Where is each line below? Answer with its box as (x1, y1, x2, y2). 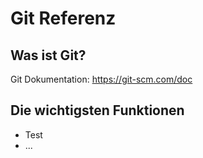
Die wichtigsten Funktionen (10, 102, 185, 119)
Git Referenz (10, 7, 117, 30)
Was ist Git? (10, 47, 87, 64)
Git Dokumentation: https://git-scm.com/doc (10, 73, 193, 85)
